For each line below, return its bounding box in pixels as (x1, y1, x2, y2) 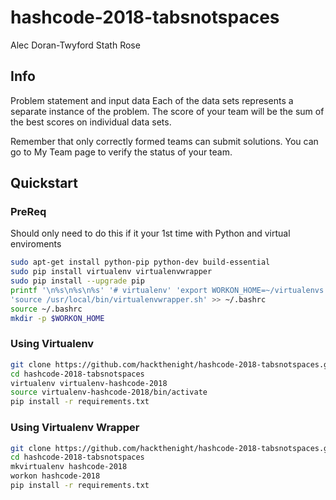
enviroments (10, 238, 62, 250)
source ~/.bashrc (10, 304, 83, 314)
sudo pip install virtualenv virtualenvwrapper (10, 267, 213, 277)
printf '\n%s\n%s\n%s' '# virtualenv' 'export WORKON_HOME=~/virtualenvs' (10, 286, 329, 296)
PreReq (10, 205, 47, 219)
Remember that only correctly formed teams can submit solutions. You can (10, 135, 319, 147)
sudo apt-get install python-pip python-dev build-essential (10, 257, 271, 268)
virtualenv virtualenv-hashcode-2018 (10, 378, 168, 388)
